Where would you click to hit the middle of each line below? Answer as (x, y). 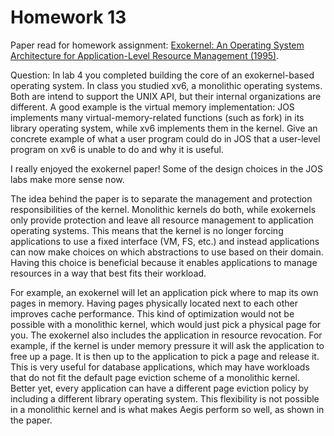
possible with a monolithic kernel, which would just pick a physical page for (166, 324)
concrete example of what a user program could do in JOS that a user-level (165, 138)
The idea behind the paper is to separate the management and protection (161, 198)
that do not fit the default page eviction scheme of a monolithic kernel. (155, 377)
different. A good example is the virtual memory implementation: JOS (152, 107)
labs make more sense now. (67, 179)
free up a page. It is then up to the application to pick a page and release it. (165, 356)
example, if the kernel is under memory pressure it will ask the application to (167, 345)
